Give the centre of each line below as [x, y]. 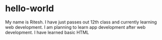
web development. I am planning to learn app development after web [76, 27]
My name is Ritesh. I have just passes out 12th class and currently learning [81, 22]
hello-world [30, 9]
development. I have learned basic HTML [47, 32]
